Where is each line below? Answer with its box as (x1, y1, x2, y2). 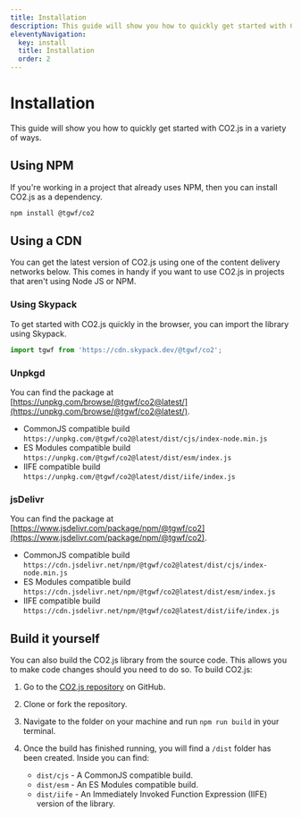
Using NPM (10, 158, 74, 173)
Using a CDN (10, 233, 83, 249)
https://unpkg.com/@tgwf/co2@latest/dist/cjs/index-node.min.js (22, 434, 268, 443)
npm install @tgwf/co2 (10, 208, 95, 217)
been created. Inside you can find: (22, 753, 150, 763)
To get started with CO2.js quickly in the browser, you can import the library (10, 318, 289, 329)
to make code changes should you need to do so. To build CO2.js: (10, 664, 253, 675)
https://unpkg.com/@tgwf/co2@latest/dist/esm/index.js (22, 453, 232, 462)
